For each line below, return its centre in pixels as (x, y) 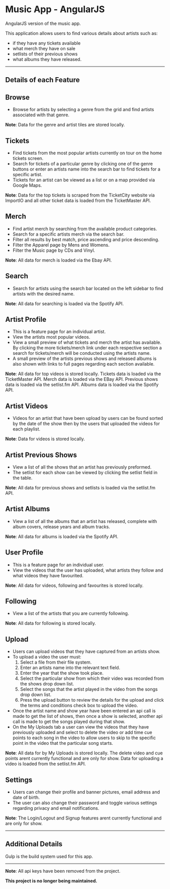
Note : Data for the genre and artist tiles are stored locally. (65, 125)
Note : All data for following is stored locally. (51, 623)
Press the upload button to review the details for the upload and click (92, 700)
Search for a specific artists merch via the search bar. (69, 234)
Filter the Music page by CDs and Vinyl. (54, 250)
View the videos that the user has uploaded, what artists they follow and (88, 570)
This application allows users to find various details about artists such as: (81, 33)
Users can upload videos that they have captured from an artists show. (86, 651)
